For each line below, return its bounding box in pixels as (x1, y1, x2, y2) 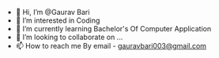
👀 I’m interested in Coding (15, 16, 100, 25)
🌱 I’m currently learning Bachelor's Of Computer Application (15, 24, 212, 33)
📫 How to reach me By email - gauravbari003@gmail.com (15, 42, 207, 50)
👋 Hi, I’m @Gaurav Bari (15, 8, 90, 16)
